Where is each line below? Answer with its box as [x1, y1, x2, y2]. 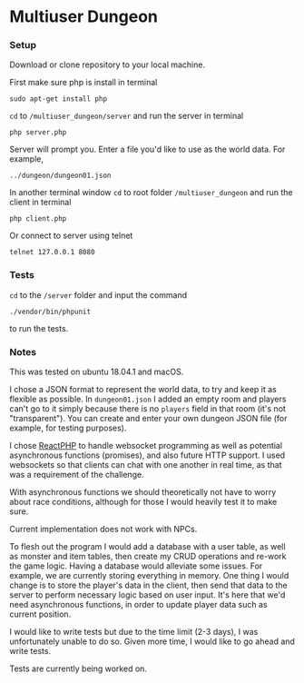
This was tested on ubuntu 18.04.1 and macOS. [9, 366, 184, 378]
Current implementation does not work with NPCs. [9, 524, 198, 535]
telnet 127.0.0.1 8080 [9, 248, 95, 257]
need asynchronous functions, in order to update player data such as [9, 599, 268, 610]
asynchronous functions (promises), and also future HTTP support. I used [9, 450, 286, 460]
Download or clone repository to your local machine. [9, 59, 206, 70]
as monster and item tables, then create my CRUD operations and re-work [9, 551, 287, 562]
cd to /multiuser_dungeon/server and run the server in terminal [9, 111, 244, 122]
